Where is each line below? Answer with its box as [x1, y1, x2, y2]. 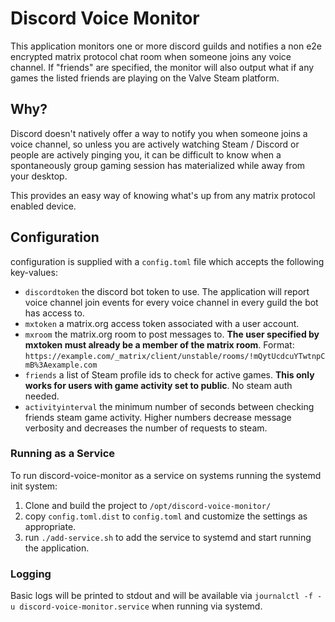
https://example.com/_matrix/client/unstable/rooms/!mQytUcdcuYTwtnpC [24, 351, 326, 361]
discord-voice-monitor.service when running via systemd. [19, 600, 263, 612]
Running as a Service [10, 447, 116, 461]
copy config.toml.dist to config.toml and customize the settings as [24, 510, 308, 522]
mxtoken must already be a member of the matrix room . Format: [24, 338, 295, 351]
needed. [24, 390, 60, 402]
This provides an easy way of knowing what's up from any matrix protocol [10, 189, 316, 201]
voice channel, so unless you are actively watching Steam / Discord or [10, 138, 300, 150]
